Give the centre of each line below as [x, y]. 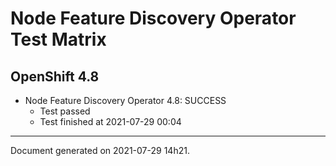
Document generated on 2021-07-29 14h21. [100, 150]
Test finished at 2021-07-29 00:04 [110, 121]
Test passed [65, 111]
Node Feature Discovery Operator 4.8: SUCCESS [125, 100]
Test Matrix [58, 39]
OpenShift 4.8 [55, 76]
